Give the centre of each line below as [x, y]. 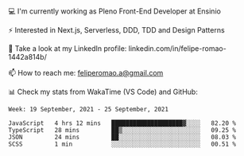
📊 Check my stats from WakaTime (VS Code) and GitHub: [103, 92]
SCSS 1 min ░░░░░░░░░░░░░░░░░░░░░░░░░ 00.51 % [122, 144]
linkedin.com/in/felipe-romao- [177, 49]
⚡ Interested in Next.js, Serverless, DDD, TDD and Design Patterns [116, 30]
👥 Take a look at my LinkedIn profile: [68, 49]
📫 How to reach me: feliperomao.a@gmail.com [86, 73]
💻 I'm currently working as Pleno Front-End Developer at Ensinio [114, 11]
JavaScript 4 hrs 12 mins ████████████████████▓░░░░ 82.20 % [122, 123]
